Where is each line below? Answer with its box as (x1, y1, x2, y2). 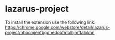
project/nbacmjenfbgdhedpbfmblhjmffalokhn (5, 29, 95, 35)
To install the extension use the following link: (5, 19, 96, 25)
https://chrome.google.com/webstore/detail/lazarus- (5, 24, 110, 30)
